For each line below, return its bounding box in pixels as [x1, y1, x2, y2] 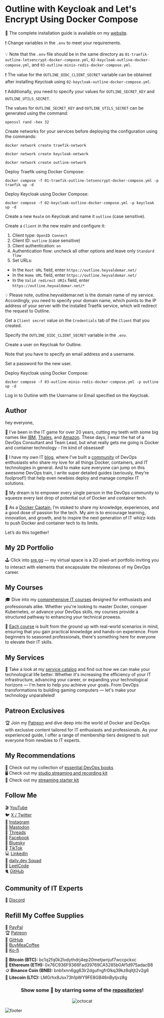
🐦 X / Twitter [5, 812, 32, 818]
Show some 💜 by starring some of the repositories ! [21, 987, 144, 994]
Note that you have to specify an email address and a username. [5, 351, 136, 357]
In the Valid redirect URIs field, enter [12, 277, 90, 283]
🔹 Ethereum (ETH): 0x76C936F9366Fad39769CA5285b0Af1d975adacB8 [5, 962, 153, 968]
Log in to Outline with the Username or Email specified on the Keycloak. [5, 392, 150, 398]
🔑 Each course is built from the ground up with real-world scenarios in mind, [5, 623, 159, 630]
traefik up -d [5, 182, 34, 187]
